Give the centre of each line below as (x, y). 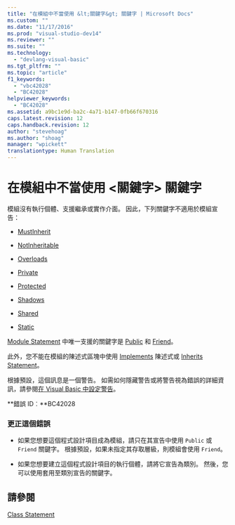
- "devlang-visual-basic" (52, 60)
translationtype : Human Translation (61, 151)
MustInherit (34, 231)
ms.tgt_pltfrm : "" (34, 66)
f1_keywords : (26, 79)
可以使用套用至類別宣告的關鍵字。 (67, 473)
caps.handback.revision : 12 (48, 125)
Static (26, 327)
